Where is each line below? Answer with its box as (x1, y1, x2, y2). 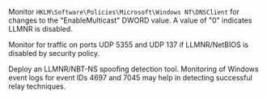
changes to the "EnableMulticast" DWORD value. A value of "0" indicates (8, 15, 252, 25)
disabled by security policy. (8, 49, 100, 58)
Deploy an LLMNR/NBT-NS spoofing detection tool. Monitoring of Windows (8, 64, 259, 74)
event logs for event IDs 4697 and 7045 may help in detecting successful (8, 73, 252, 82)
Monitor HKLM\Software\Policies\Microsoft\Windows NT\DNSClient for (8, 7, 240, 16)
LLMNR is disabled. (8, 24, 73, 33)
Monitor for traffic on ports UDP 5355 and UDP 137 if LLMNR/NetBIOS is (8, 40, 249, 49)
